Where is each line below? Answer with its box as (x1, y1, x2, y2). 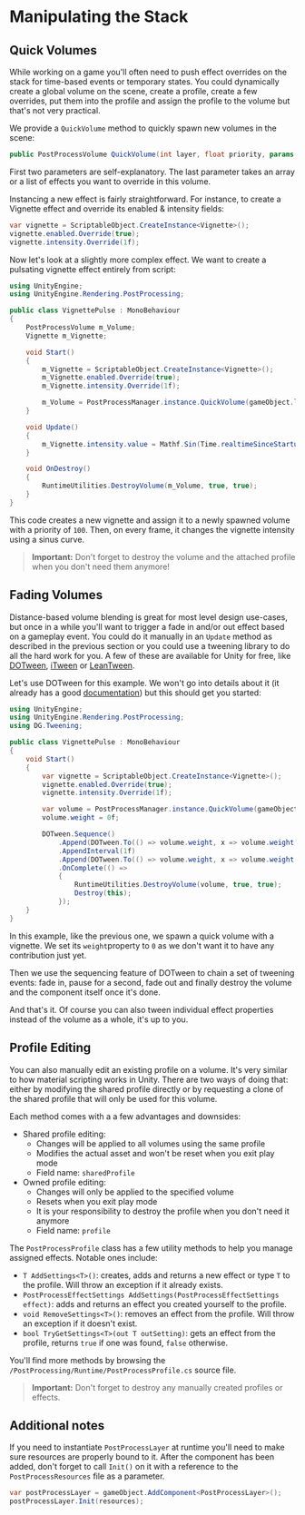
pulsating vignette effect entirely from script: (9, 263, 176, 274)
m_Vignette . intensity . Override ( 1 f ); (42, 381, 181, 391)
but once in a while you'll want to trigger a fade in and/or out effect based (9, 621, 285, 632)
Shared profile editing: (22, 1128, 106, 1139)
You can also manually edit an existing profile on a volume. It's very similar (9, 1064, 288, 1075)
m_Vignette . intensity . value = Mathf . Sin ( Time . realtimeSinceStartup (42, 439, 302, 448)
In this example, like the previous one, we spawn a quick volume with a (9, 930, 275, 941)
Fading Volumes (9, 587, 103, 603)
